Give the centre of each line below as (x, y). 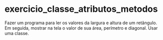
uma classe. (17, 33)
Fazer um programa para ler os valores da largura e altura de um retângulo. (81, 23)
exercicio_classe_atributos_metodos (81, 9)
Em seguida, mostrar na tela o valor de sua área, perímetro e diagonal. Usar (81, 28)
